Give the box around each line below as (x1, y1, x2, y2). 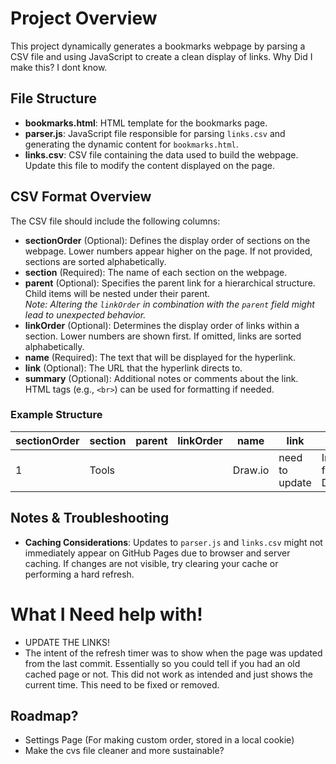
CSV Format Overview (10, 188, 152, 206)
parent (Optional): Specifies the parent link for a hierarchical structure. (24, 277, 316, 289)
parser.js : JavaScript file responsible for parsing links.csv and (24, 127, 286, 139)
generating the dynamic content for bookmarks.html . (24, 138, 239, 150)
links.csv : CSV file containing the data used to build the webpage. (24, 148, 299, 161)
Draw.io (232, 463, 270, 477)
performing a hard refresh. (24, 568, 135, 580)
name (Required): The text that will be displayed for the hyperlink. (24, 351, 296, 363)
